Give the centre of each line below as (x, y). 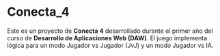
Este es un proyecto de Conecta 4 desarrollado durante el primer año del (110, 31)
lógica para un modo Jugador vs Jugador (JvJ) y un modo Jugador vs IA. (110, 45)
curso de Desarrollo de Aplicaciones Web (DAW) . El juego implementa (107, 38)
